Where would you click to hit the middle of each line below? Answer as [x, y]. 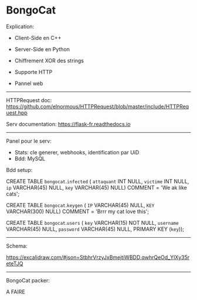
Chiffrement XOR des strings [49, 60]
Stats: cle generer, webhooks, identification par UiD [77, 152]
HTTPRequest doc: [29, 100]
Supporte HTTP [33, 72]
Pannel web [29, 83]
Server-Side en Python [42, 49]
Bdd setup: [19, 170]
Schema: [17, 246]
